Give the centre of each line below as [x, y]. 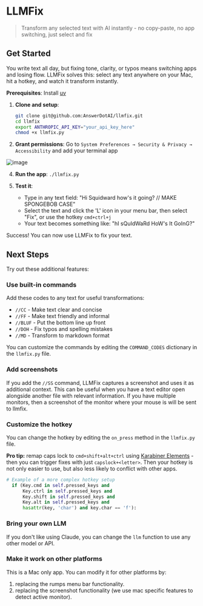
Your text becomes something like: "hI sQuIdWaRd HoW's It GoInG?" [109, 223]
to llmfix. [17, 409]
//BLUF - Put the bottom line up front [60, 322]
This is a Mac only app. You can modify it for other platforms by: [86, 572]
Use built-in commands [42, 285]
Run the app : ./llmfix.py [47, 174]
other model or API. [31, 543]
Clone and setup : [37, 104]
